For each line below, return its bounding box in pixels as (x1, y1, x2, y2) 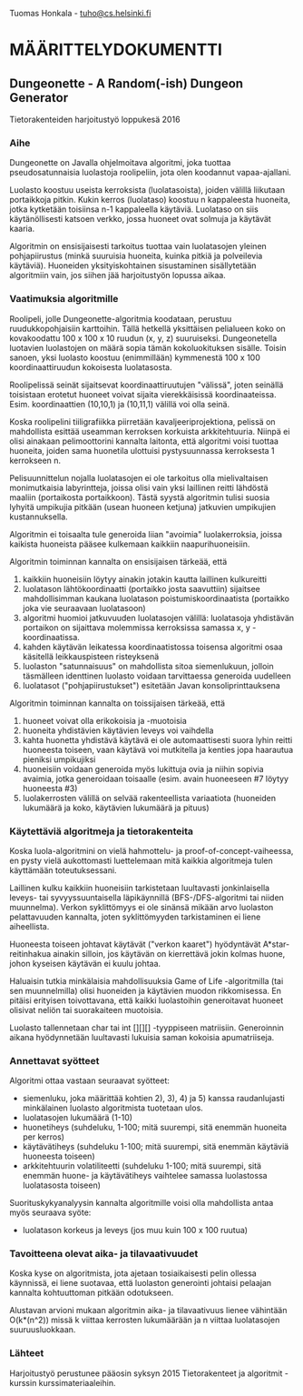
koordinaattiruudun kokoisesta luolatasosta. (9, 361, 172, 372)
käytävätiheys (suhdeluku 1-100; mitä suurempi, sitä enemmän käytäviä (22, 1141, 289, 1152)
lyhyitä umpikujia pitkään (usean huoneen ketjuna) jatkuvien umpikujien (9, 501, 277, 512)
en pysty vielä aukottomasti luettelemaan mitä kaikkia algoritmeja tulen (9, 855, 274, 866)
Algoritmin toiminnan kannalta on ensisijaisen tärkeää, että (9, 556, 228, 567)
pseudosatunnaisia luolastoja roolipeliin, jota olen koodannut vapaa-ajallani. (9, 167, 292, 178)
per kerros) (22, 1131, 65, 1142)
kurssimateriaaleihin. (38, 1377, 116, 1388)
